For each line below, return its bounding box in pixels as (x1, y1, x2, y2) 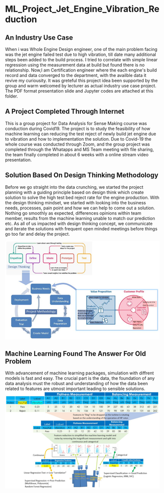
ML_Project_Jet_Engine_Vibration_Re (5, 3, 160, 15)
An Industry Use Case (5, 33, 73, 42)
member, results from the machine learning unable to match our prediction (5, 215, 155, 221)
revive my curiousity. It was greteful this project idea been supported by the (5, 77, 158, 83)
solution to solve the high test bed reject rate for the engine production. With (5, 195, 160, 200)
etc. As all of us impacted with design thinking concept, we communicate (5, 221, 153, 226)
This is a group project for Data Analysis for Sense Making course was (5, 120, 147, 126)
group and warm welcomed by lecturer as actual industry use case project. (5, 83, 157, 89)
